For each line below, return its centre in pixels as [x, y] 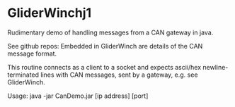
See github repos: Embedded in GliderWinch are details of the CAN [105, 46]
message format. [32, 53]
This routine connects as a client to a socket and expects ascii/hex [104, 67]
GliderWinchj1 [50, 13]
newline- [216, 67]
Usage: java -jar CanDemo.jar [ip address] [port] [78, 96]
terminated [23, 75]
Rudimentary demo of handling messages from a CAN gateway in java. [110, 32]
